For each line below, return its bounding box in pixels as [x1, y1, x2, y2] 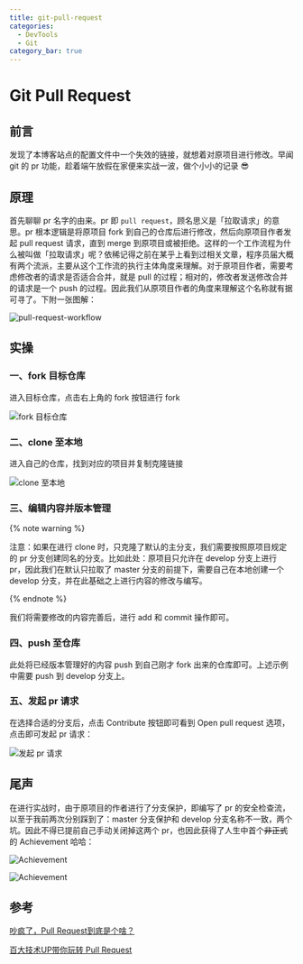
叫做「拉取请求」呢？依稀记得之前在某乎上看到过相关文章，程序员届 [24, 249, 278, 260]
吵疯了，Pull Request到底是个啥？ [9, 925, 135, 936]
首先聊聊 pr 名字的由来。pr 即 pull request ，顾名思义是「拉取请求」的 [9, 215, 272, 225]
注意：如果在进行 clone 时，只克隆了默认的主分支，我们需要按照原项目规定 [9, 542, 288, 553]
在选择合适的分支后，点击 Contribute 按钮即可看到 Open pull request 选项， [9, 717, 290, 728]
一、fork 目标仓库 [9, 370, 86, 382]
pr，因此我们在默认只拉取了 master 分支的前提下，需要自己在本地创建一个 [9, 565, 285, 575]
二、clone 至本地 [9, 436, 83, 448]
